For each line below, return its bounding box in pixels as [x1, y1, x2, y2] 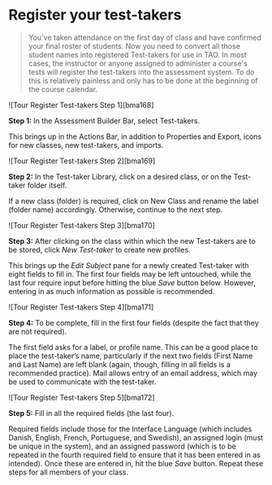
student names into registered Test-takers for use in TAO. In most [28, 50, 248, 59]
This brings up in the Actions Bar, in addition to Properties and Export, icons [8, 132, 262, 141]
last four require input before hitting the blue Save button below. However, [8, 278, 256, 288]
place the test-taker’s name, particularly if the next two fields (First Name [8, 351, 253, 361]
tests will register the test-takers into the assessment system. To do [28, 67, 255, 76]
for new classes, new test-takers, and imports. [8, 140, 164, 149]
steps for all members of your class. [8, 467, 128, 477]
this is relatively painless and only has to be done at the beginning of [28, 76, 258, 85]
